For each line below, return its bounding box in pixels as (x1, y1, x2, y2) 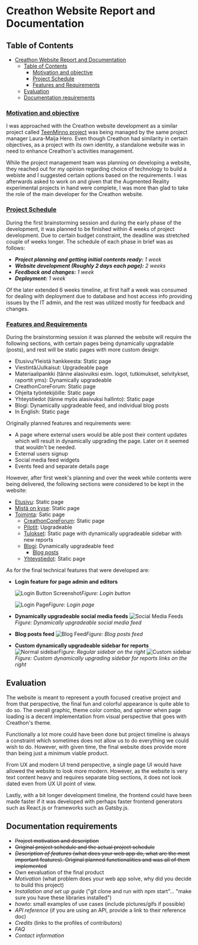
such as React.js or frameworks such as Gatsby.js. (6, 804, 129, 811)
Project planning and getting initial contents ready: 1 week (14, 255, 162, 263)
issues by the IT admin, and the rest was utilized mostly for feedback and (6, 299, 185, 306)
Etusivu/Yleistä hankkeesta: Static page (14, 358, 111, 365)
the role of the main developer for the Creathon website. (6, 191, 143, 198)
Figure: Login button (81, 589, 131, 596)
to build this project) (14, 881, 64, 889)
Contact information (14, 931, 65, 939)
